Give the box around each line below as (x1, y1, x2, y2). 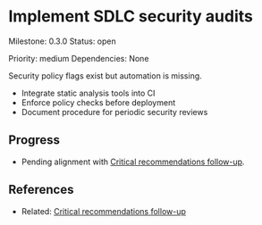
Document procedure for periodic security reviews (21, 106, 208, 117)
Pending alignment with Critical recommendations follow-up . (21, 156, 245, 167)
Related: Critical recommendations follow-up (21, 205, 187, 216)
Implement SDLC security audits (8, 6, 254, 27)
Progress (8, 132, 60, 148)
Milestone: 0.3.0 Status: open (8, 36, 117, 46)
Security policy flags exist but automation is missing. (8, 70, 202, 81)
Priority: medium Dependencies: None (8, 53, 149, 63)
